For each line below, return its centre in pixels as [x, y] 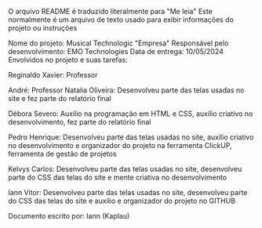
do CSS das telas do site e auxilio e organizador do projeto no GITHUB [122, 201]
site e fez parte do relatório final [60, 98]
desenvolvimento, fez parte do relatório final [80, 122]
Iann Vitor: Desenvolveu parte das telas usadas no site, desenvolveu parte [128, 192]
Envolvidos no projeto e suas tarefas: [68, 60]
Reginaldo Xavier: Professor [53, 75]
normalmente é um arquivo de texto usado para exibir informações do [121, 20]
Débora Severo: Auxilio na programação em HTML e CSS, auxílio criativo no [131, 114]
